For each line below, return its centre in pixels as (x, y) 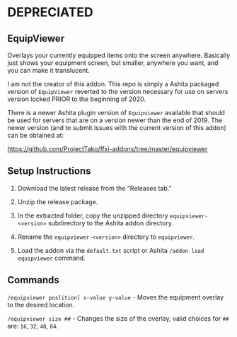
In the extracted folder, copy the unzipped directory (93, 215)
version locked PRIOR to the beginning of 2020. (77, 99)
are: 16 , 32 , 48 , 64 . (33, 326)
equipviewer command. (52, 258)
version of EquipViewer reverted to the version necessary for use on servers (118, 91)
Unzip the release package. (58, 201)
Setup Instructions (49, 171)
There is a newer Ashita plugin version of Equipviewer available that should (116, 113)
